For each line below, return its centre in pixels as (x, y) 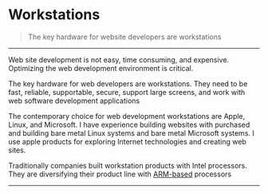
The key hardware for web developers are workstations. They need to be (128, 83)
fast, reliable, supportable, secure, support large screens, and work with (127, 92)
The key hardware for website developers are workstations (124, 37)
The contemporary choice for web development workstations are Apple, (127, 116)
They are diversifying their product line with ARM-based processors (120, 174)
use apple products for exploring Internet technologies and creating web (128, 141)
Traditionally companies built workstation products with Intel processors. (128, 165)
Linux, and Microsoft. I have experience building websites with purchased (129, 125)
